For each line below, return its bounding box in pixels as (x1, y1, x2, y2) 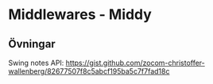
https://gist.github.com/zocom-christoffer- (65, 58, 205, 67)
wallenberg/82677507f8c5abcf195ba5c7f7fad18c (8, 67, 170, 76)
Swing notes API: (8, 58, 64, 67)
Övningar (8, 37, 56, 51)
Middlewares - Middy (8, 6, 153, 24)
